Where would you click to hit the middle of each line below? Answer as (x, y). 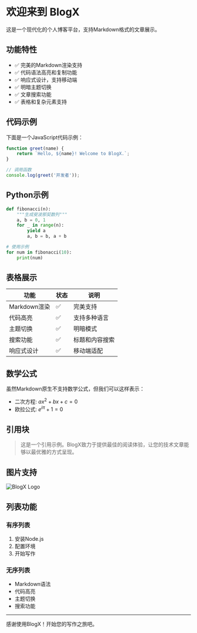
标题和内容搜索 (94, 340)
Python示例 (27, 195)
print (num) (30, 258)
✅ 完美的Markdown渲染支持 (48, 65)
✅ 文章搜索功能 (33, 94)
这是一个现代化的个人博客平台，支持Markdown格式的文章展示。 (83, 29)
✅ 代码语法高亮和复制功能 (46, 72)
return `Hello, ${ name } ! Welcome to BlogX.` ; (73, 154)
